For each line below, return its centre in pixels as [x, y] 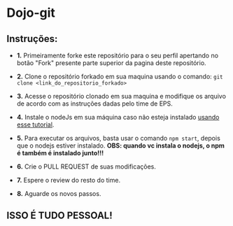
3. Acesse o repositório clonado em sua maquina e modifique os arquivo [121, 96]
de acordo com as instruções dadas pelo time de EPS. [94, 104]
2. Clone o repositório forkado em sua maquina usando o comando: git [120, 76]
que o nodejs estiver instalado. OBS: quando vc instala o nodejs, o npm [121, 146]
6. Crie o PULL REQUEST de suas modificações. [86, 167]
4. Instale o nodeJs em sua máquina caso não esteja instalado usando [118, 117]
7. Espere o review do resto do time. [68, 180]
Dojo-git [31, 13]
